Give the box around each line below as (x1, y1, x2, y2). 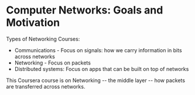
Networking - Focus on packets (14, 59, 91, 66)
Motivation (6, 16, 60, 29)
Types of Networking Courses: (6, 35, 80, 42)
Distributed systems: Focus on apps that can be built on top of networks (14, 65, 189, 72)
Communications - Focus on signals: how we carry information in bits (14, 46, 183, 53)
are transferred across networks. (6, 83, 85, 90)
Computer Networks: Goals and (6, 4, 163, 17)
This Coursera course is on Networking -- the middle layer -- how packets (6, 77, 186, 84)
